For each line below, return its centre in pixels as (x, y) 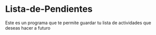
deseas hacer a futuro (28, 28)
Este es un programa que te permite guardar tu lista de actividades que (78, 23)
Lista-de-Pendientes (49, 9)
